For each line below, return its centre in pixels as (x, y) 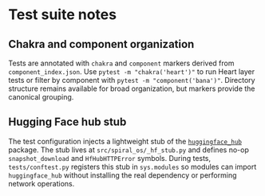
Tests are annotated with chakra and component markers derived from (121, 63)
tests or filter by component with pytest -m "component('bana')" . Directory (132, 80)
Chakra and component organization (101, 44)
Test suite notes (63, 15)
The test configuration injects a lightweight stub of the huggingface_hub (125, 141)
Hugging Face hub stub (67, 122)
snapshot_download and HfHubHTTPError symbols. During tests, (110, 158)
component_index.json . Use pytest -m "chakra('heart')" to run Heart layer (132, 72)
